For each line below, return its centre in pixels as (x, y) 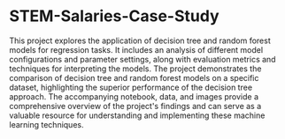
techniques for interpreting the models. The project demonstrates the (135, 69)
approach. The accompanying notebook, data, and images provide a (134, 96)
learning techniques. (46, 124)
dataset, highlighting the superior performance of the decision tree (131, 87)
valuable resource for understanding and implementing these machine (137, 115)
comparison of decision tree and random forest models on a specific (134, 77)
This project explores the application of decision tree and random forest (140, 40)
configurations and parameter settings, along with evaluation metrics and (142, 59)
